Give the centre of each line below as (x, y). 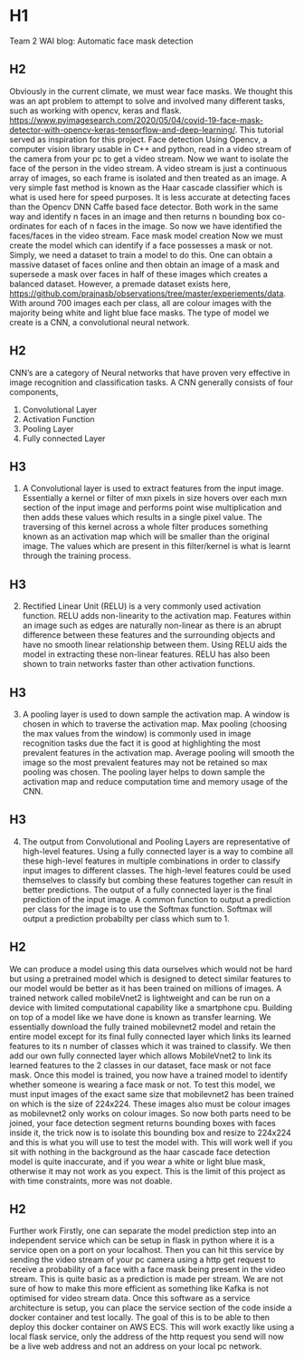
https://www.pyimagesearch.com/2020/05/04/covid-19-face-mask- (137, 120)
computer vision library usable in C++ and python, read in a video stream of (151, 149)
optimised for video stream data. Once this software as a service (130, 1298)
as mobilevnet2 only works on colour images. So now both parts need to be (150, 1113)
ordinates (27, 226)
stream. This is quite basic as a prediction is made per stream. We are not (146, 1279)
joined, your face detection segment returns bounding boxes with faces (142, 1123)
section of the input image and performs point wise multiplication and (152, 507)
